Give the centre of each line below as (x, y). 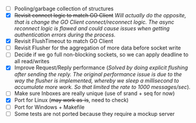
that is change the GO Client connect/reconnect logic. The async (94, 22)
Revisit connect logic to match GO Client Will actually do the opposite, (100, 16)
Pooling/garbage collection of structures (64, 9)
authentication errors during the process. (65, 35)
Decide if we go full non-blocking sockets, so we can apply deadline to (101, 55)
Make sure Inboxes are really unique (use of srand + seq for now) (94, 93)
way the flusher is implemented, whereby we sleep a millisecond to (97, 81)
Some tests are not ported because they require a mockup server (94, 113)
